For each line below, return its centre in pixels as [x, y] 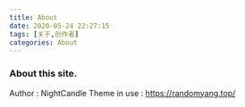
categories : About [43, 42]
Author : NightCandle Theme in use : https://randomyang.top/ [122, 93]
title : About [34, 17]
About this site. [43, 74]
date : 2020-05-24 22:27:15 [59, 26]
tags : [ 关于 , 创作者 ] [44, 34]
